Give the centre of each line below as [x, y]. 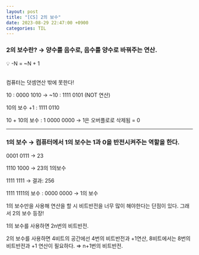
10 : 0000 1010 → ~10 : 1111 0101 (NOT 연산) [58, 95]
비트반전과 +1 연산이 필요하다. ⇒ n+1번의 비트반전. [65, 246]
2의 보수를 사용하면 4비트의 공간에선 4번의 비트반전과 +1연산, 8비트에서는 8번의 [98, 238]
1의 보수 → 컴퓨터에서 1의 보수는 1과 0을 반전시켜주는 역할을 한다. [93, 142]
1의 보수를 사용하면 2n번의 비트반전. [47, 225]
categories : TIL [26, 28]
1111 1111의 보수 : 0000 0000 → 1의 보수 [52, 193]
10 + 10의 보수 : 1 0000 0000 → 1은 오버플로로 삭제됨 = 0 [73, 120]
